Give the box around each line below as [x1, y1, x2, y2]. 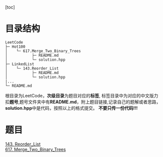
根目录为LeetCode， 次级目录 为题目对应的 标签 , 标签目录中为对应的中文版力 [5, 92, 159, 98]
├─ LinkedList [5, 62, 35, 67]
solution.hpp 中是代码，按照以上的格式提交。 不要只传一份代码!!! [5, 105, 138, 111]
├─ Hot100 [5, 44, 26, 49]
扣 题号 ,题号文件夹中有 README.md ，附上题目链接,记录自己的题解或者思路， [5, 99, 161, 105]
